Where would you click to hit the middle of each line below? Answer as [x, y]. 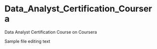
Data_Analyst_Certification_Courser [78, 9]
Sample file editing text [27, 41]
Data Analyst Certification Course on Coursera [51, 32]
